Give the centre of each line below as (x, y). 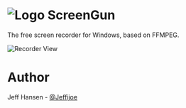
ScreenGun (81, 15)
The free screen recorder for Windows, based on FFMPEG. (93, 35)
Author (28, 77)
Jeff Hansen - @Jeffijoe (43, 97)
